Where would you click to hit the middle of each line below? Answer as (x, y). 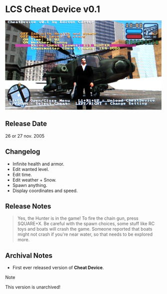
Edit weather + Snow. (34, 180)
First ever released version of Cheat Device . (58, 268)
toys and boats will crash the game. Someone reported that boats (85, 229)
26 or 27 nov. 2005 (25, 136)
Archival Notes (29, 256)
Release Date (26, 124)
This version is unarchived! (33, 287)
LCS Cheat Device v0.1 (53, 9)
